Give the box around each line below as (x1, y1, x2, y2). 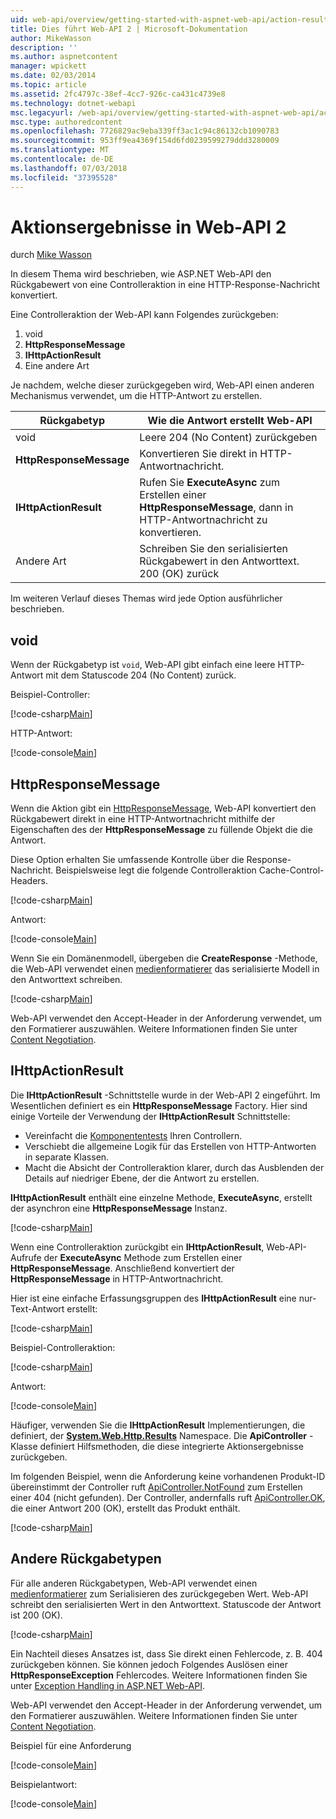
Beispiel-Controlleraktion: (10, 1341, 116, 1353)
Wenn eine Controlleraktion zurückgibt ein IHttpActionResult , (10, 1241, 265, 1253)
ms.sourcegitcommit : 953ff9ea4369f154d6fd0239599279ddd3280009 (10, 136, 280, 146)
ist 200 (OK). (10, 1609, 63, 1621)
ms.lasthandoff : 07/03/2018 (10, 163, 128, 173)
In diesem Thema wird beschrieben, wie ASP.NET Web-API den (10, 268, 272, 280)
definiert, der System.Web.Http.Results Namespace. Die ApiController (10, 1429, 307, 1441)
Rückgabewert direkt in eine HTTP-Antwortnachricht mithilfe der (10, 813, 276, 825)
